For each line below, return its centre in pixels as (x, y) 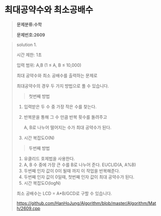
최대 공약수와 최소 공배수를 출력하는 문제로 (57, 75)
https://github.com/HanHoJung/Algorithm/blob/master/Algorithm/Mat (86, 203)
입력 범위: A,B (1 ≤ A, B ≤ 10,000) (49, 65)
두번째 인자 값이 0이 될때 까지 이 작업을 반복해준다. (72, 171)
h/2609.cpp (28, 208)
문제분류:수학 (29, 24)
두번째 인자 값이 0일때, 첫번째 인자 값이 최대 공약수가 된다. (79, 177)
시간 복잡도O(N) (39, 138)
